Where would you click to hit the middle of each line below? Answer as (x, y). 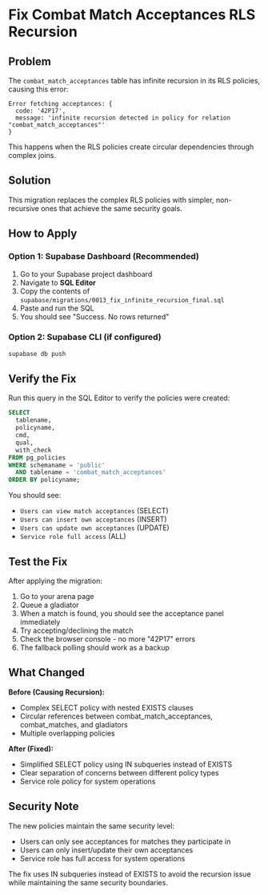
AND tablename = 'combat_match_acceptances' (91, 472)
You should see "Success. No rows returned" (94, 316)
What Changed (47, 672)
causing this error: (38, 89)
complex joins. (32, 155)
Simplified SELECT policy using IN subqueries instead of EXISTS (126, 764)
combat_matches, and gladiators (74, 724)
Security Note (44, 806)
